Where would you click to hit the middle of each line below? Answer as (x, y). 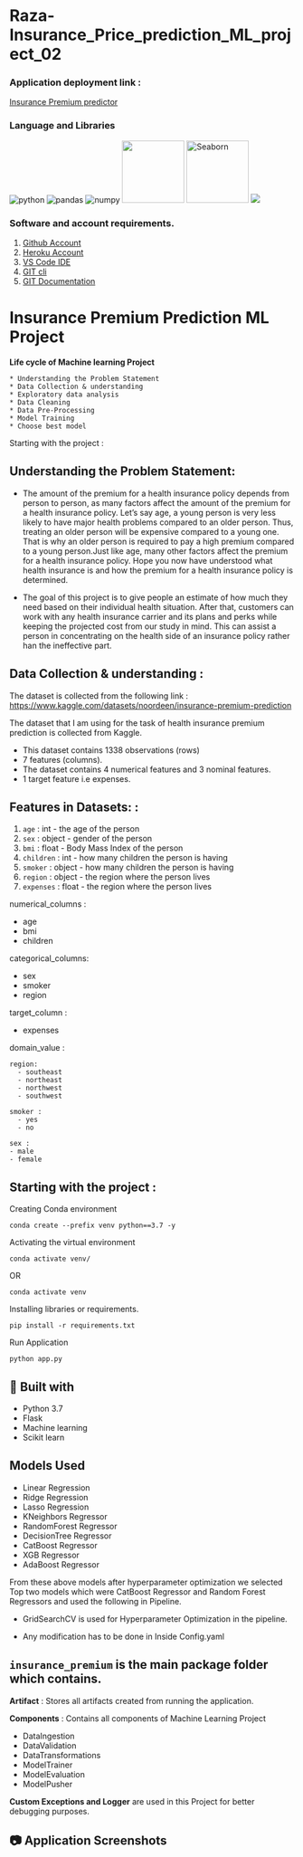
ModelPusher (47, 1784)
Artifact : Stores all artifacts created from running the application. (132, 1700)
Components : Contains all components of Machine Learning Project (138, 1718)
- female (26, 1159)
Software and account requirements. (92, 223)
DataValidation (49, 1745)
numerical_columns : (48, 904)
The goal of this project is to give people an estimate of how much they (155, 597)
